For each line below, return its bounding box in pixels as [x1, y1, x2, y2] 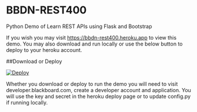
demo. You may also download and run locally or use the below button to [6, 40, 183, 47]
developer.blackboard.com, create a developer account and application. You [6, 86, 191, 93]
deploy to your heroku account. [6, 46, 82, 53]
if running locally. [6, 99, 48, 106]
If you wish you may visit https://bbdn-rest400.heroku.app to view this [6, 34, 177, 41]
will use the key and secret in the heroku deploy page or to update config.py [6, 93, 191, 100]
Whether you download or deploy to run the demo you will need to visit [6, 80, 178, 87]
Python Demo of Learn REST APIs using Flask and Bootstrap [6, 23, 152, 30]
